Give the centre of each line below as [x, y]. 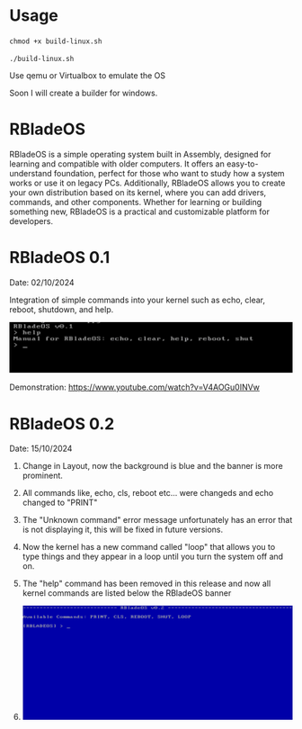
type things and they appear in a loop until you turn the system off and [153, 557]
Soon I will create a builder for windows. [84, 93]
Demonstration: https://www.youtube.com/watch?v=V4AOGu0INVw [135, 387]
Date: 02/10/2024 [42, 282]
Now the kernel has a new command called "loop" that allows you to [149, 547]
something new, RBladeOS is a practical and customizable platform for [139, 211]
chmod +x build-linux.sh [56, 41]
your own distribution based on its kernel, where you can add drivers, [138, 192]
